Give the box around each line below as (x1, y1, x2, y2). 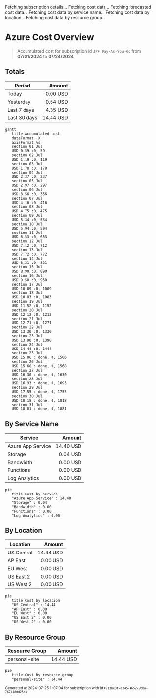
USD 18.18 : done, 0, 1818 (11, 398, 67, 403)
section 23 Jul (11, 333, 43, 338)
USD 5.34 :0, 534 (11, 217, 48, 222)
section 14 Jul (11, 256, 43, 261)
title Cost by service (11, 492, 58, 496)
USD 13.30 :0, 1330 (11, 329, 52, 334)
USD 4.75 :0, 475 (11, 208, 48, 213)
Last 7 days (7, 106, 34, 113)
